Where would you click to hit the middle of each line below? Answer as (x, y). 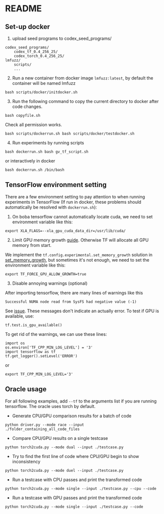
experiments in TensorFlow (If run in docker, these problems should (73, 202)
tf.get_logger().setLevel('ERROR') (41, 356)
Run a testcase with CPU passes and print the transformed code (77, 480)
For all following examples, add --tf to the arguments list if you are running (81, 401)
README (23, 9)
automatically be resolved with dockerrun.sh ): (51, 207)
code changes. (27, 107)
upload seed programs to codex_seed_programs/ (62, 38)
